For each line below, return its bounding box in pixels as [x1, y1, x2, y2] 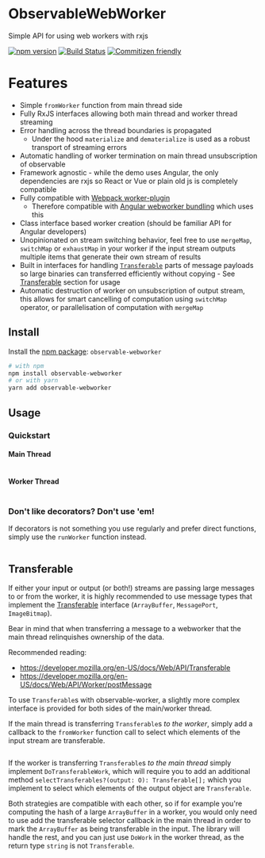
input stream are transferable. [8, 736, 106, 745]
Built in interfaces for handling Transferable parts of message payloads [19, 260, 254, 270]
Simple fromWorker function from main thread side [19, 100, 182, 109]
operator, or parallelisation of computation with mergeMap [19, 302, 204, 312]
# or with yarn [8, 377, 59, 385]
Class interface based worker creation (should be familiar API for [19, 218, 232, 228]
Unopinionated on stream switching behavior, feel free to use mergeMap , [19, 235, 252, 244]
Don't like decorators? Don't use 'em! [8, 505, 155, 516]
